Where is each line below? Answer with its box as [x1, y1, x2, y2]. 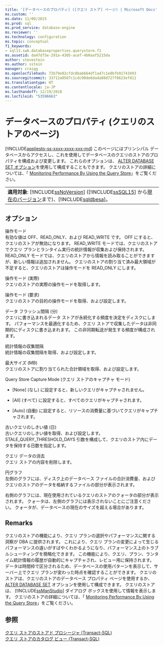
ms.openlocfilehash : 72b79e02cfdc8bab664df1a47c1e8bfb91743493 [5, 71, 137, 76]
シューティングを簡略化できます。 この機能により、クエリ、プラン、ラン [9, 551, 155, 557]
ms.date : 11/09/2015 [5, 16, 47, 21]
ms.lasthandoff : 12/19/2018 [5, 89, 62, 94]
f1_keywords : [5, 44, 32, 49]
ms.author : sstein [5, 62, 42, 67]
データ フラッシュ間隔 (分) [5, 308, 58, 314]
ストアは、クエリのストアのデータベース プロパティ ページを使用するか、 [5, 575, 152, 581]
